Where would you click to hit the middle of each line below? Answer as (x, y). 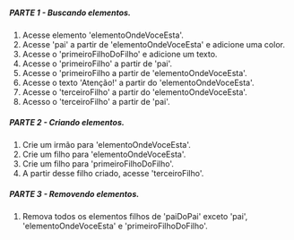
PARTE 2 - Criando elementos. (67, 122)
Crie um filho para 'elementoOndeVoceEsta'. (104, 154)
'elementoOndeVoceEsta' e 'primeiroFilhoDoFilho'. (115, 226)
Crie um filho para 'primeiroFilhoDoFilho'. (98, 163)
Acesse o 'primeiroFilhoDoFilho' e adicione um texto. (120, 54)
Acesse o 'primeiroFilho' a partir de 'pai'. (97, 64)
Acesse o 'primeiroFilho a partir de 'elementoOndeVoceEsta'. (135, 73)
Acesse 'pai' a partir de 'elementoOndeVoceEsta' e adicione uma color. (153, 44)
